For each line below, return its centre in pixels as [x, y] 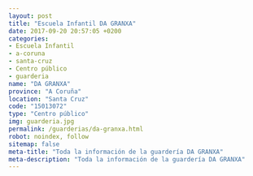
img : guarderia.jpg [41, 122]
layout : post [31, 16]
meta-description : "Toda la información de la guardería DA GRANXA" [127, 159]
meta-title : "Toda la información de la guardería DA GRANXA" [116, 152]
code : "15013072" [38, 106]
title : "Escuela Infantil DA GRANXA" [72, 24]
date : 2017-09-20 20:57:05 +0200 [65, 31]
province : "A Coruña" [45, 91]
